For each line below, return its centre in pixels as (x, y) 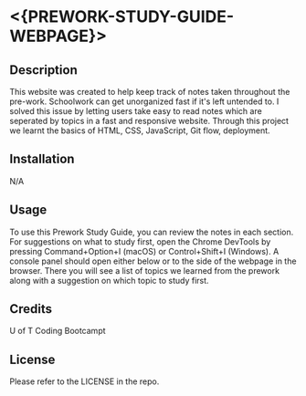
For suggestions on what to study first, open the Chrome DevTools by (140, 241)
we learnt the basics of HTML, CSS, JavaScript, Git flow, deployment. (140, 130)
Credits (31, 309)
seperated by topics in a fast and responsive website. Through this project (149, 121)
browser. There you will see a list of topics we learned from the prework (145, 270)
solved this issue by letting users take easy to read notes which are (136, 111)
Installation (42, 159)
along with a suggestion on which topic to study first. (109, 280)
